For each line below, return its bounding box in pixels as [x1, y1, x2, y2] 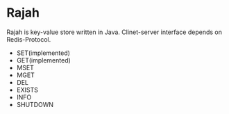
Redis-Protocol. [6, 35, 51, 43]
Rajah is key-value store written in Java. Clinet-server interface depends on [6, 28, 223, 36]
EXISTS [16, 85, 39, 94]
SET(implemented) [16, 49, 71, 57]
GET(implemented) [16, 56, 71, 64]
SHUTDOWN [16, 100, 53, 108]
